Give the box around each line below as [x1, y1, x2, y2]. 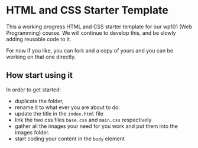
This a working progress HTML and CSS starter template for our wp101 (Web [6, 23, 193, 30]
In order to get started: [6, 86, 61, 93]
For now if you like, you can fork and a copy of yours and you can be [6, 47, 173, 54]
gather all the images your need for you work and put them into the [14, 122, 178, 130]
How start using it [6, 70, 73, 80]
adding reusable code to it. [6, 35, 72, 42]
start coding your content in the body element [14, 135, 125, 142]
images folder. [14, 129, 50, 136]
